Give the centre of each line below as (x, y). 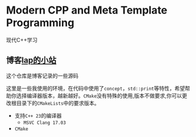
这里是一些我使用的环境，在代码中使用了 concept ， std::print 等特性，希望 (96, 88)
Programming (40, 23)
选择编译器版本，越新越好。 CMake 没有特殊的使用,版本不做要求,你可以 (99, 96)
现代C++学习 (22, 40)
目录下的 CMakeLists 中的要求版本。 (58, 103)
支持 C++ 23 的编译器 (38, 115)
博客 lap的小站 (31, 61)
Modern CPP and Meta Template (87, 10)
